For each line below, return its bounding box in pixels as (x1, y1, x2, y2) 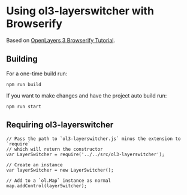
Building (6, 54, 38, 64)
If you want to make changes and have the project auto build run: (6, 92, 167, 99)
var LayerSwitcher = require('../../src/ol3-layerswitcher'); (6, 151, 165, 157)
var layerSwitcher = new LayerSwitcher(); (6, 167, 114, 173)
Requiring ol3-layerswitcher (6, 120, 114, 130)
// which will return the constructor (6, 146, 103, 152)
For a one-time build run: (6, 70, 68, 77)
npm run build (6, 81, 42, 87)
